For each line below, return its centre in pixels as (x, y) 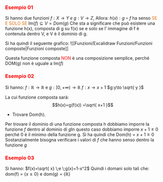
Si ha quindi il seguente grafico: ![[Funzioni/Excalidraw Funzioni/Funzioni (79, 43)
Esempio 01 (19, 7)
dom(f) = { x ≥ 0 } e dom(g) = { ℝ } (38, 174)
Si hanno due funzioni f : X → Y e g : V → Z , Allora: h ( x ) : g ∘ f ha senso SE (81, 18)
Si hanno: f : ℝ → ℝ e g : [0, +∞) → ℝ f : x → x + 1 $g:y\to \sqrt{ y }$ (75, 87)
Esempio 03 (20, 158)
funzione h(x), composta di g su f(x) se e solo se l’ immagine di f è (72, 29)
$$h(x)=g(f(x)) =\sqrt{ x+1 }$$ (83, 105)
